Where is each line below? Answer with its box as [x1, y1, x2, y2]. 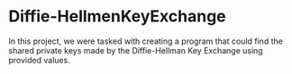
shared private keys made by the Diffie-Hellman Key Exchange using [8, 45, 263, 55]
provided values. [8, 54, 71, 65]
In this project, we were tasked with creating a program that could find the [8, 36, 283, 46]
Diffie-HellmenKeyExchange [8, 6, 226, 27]
